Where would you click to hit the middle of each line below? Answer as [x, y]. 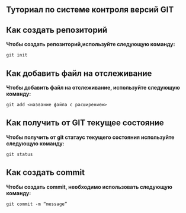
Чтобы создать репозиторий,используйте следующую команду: [91, 44]
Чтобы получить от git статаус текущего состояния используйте [90, 137]
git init [17, 55]
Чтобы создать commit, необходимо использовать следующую [89, 187]
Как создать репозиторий [57, 30]
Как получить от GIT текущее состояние [85, 123]
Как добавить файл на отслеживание [79, 73]
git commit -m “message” [37, 204]
